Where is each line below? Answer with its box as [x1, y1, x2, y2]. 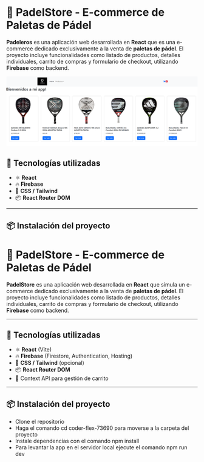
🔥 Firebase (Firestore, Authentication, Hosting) [15, 352, 133, 360]
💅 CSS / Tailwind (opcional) [15, 359, 85, 367]
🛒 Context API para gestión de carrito [15, 375, 109, 382]
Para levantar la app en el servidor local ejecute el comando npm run [15, 444, 188, 451]
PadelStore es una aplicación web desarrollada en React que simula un [6, 280, 185, 288]
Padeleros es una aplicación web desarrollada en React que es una [6, 38, 176, 46]
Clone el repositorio [15, 418, 65, 426]
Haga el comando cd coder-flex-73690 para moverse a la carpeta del [15, 424, 189, 432]
